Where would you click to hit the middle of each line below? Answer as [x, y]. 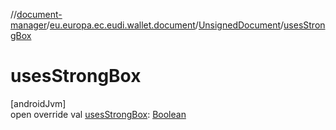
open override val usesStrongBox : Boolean [98, 114]
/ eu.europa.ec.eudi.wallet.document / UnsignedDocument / [165, 25]
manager [28, 25]
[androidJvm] [38, 103]
